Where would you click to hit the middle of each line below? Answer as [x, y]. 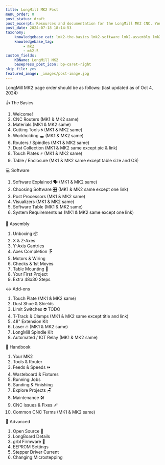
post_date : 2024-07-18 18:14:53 [38, 28]
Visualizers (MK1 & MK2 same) [44, 202]
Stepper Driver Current [36, 452]
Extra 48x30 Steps [32, 279]
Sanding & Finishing [33, 384]
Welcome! [23, 114]
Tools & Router [27, 361]
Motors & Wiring [29, 258]
